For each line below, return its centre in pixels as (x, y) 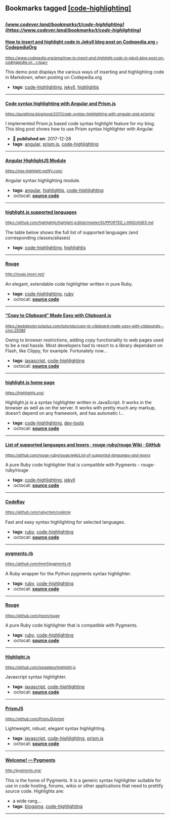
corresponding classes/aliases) (38, 238)
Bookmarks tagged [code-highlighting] (68, 8)
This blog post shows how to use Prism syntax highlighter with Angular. (80, 129)
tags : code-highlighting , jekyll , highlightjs (56, 87)
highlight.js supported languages (41, 212)
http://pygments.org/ (23, 771)
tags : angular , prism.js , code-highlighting (55, 144)
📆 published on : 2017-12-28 (42, 139)
